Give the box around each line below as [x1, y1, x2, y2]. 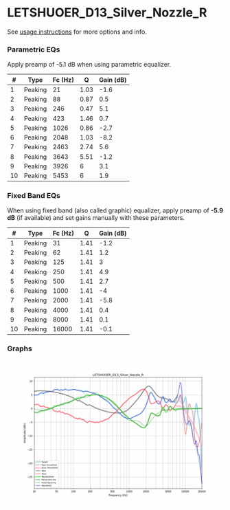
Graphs [7, 344, 32, 353]
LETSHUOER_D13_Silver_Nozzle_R [7, 5, 207, 21]
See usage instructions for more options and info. [7, 27, 148, 36]
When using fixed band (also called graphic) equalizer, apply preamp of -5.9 [7, 206, 224, 214]
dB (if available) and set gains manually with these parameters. [7, 214, 185, 222]
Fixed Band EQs [7, 190, 60, 200]
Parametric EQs [7, 45, 60, 54]
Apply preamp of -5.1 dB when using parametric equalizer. [7, 60, 172, 69]
